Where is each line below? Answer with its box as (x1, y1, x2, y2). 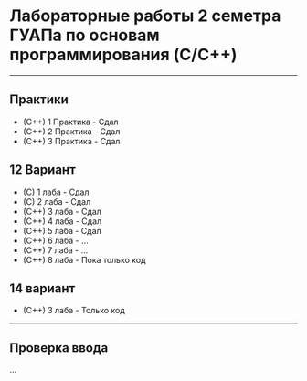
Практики (9, 92, 69, 108)
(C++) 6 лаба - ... (22, 235, 89, 246)
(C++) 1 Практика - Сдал (22, 116, 119, 127)
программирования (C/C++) (9, 45, 238, 65)
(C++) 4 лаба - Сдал (22, 216, 102, 227)
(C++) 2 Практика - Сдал (22, 125, 121, 137)
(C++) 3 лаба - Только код (22, 305, 125, 316)
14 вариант (9, 280, 76, 296)
